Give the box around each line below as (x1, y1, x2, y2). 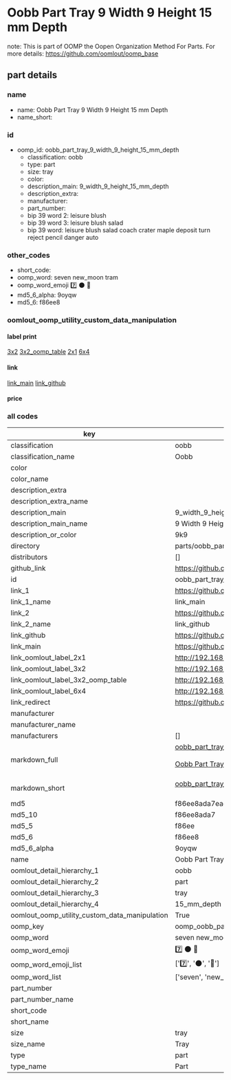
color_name (10, 474, 49, 484)
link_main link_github (7, 379, 67, 387)
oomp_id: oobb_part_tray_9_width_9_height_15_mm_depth (16, 146, 179, 154)
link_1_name (10, 597, 52, 607)
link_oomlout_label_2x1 (10, 653, 87, 662)
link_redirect (10, 697, 51, 707)
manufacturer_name (10, 720, 76, 730)
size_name (10, 1039, 45, 1049)
